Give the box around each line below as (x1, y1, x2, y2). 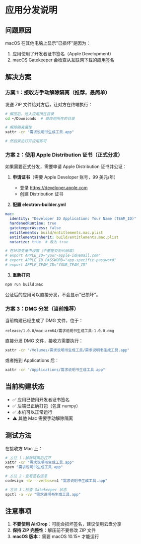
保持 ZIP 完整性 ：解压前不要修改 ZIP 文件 (12, 527, 96, 534)
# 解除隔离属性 (5, 125, 32, 130)
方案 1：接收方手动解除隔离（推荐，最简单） (5, 89, 111, 96)
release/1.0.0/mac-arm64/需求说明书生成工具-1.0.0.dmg (5, 329, 114, 334)
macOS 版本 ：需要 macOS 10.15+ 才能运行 (12, 534, 99, 540)
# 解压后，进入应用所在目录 (5, 111, 55, 116)
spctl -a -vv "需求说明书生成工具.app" (5, 492, 81, 497)
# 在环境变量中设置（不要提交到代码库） (5, 248, 76, 253)
